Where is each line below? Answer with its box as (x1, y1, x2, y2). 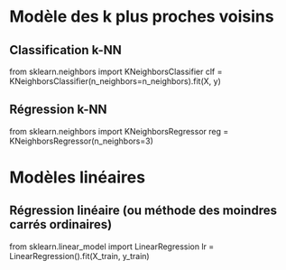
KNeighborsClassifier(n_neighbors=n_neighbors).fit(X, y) (9, 76, 221, 87)
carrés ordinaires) (9, 217, 113, 232)
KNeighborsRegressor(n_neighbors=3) (9, 135, 153, 146)
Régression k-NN (9, 102, 107, 117)
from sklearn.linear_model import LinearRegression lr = (9, 241, 215, 252)
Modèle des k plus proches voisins (9, 6, 274, 27)
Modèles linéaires (9, 167, 146, 187)
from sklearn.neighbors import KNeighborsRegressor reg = (9, 126, 229, 136)
